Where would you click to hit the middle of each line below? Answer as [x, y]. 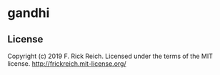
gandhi [29, 13]
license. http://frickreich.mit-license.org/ [67, 64]
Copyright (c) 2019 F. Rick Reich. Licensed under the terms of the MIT [110, 56]
